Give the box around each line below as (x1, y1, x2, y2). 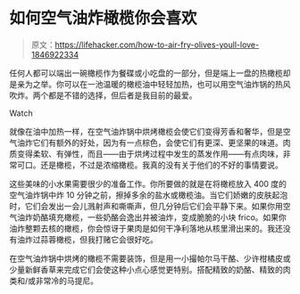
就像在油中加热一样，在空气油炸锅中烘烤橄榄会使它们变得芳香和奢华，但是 (9, 126, 283, 136)
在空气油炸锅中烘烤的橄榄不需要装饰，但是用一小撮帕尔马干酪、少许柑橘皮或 (9, 253, 291, 264)
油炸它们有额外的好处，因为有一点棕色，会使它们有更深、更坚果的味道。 (16, 137, 283, 148)
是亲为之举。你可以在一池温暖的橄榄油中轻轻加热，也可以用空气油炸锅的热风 (9, 78, 291, 89)
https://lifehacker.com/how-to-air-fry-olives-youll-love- (54, 39, 260, 50)
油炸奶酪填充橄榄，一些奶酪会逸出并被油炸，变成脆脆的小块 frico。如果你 (16, 211, 287, 223)
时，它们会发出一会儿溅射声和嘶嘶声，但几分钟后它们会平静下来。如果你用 (9, 200, 283, 211)
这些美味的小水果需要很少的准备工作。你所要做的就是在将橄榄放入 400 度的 (9, 178, 287, 189)
